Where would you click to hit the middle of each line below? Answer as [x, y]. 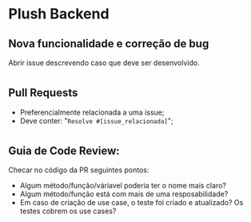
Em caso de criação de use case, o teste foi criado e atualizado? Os [131, 203]
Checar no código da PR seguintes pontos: [79, 170]
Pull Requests [43, 93]
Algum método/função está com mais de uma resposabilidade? [124, 194]
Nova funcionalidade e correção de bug [109, 44]
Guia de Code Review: [64, 150]
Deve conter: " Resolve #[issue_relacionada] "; [96, 120]
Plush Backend [59, 14]
